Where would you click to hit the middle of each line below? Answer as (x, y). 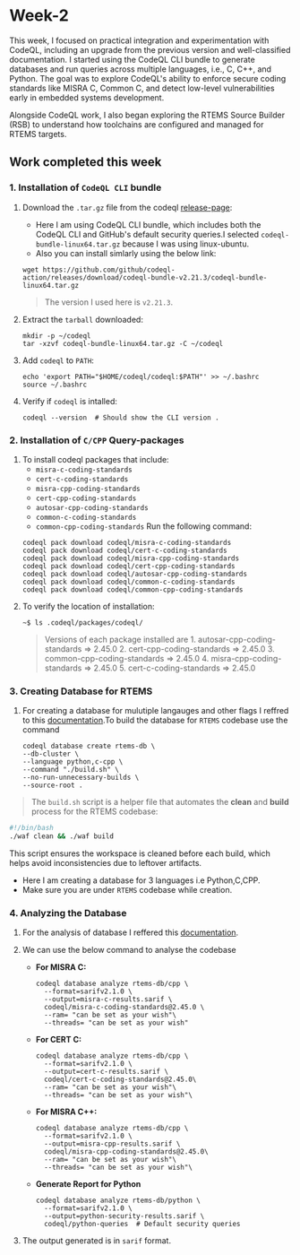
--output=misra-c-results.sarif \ (108, 1000)
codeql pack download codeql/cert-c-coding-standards (124, 550)
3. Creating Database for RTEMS (81, 691)
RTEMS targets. (38, 134)
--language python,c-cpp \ (73, 762)
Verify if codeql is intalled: (70, 401)
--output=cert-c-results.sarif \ (106, 1072)
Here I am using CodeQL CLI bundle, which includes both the (148, 224)
